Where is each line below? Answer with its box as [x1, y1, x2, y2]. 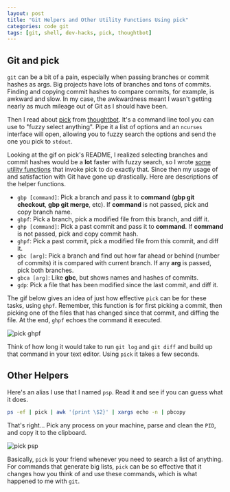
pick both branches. [16, 266, 74, 275]
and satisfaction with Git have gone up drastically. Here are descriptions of [7, 172, 218, 181]
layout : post [7, 10, 45, 17]
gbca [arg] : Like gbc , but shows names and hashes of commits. [16, 273, 199, 282]
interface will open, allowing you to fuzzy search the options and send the [7, 130, 216, 138]
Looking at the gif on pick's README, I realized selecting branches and [7, 150, 208, 159]
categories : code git [7, 23, 69, 30]
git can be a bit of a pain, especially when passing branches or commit [7, 73, 209, 81]
